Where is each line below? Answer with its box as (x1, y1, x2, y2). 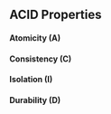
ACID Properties (9, 7, 102, 23)
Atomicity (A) (9, 32, 61, 43)
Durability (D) (9, 94, 61, 105)
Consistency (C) (9, 53, 72, 64)
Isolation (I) (9, 74, 53, 85)
